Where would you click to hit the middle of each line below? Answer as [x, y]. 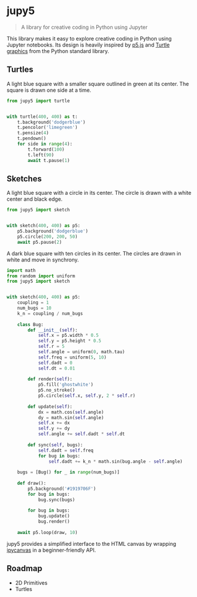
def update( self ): [50, 407]
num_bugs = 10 [34, 308]
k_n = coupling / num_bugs [50, 313]
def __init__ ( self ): [53, 330]
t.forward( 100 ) [46, 149]
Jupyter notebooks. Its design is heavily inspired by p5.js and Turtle [88, 45]
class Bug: [30, 324]
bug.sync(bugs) [57, 500]
